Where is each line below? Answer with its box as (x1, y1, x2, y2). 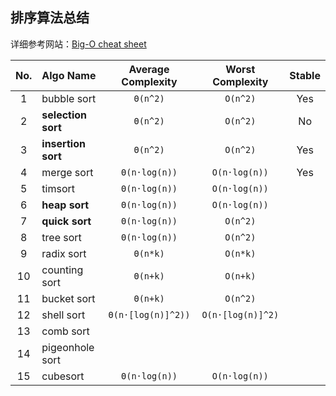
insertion (41, 136, 86, 150)
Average (128, 62, 170, 76)
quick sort (41, 214, 92, 228)
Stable (289, 68, 321, 82)
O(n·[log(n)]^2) (201, 309, 280, 320)
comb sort (41, 324, 90, 338)
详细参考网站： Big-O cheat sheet (10, 38, 147, 50)
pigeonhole (41, 340, 95, 354)
